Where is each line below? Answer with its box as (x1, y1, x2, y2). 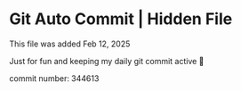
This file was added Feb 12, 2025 (9, 38, 131, 49)
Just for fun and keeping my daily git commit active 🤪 (9, 55, 205, 66)
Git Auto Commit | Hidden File (9, 9, 233, 29)
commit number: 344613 (9, 72, 100, 84)
